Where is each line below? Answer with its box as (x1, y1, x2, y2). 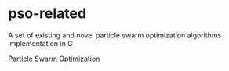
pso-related (8, 5, 87, 23)
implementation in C (8, 38, 73, 48)
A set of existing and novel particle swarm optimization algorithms (8, 30, 222, 40)
